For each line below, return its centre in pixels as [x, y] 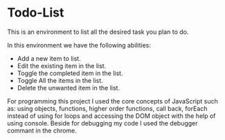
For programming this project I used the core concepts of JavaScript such [112, 101]
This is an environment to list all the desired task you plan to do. [98, 32]
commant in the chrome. [42, 130]
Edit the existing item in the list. [62, 66]
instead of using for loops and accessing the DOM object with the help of [111, 116]
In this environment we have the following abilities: [79, 45]
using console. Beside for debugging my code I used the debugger [103, 123]
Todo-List [36, 13]
